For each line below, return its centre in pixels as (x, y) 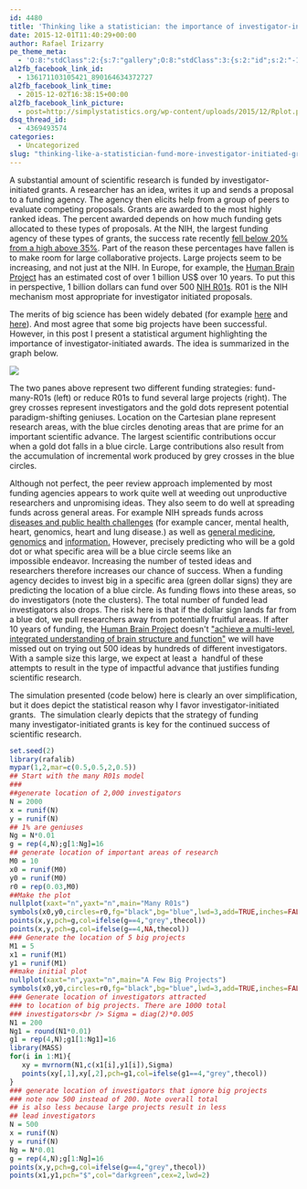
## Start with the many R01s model (77, 776)
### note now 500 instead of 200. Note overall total (114, 1099)
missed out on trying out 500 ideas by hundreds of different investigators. (148, 648)
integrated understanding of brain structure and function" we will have (142, 638)
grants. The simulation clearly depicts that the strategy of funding (134, 715)
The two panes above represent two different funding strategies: (131, 387)
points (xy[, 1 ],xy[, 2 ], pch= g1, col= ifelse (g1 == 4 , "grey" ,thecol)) (144, 1073)
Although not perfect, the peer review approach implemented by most (141, 483)
